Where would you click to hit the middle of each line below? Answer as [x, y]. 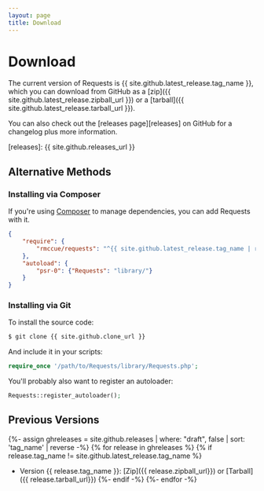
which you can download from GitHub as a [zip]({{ [90, 92]
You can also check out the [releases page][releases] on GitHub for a [120, 123]
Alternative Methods [60, 172]
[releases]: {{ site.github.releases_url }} [71, 147]
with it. [19, 220]
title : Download [35, 23]
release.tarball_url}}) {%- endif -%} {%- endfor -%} [114, 479]
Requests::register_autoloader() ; [65, 396]
